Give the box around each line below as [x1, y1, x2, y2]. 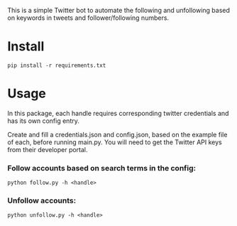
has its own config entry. [7, 117, 79, 125]
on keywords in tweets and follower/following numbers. [7, 14, 169, 22]
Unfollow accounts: [7, 195, 77, 205]
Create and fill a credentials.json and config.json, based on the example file [7, 130, 228, 139]
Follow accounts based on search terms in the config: [7, 163, 197, 173]
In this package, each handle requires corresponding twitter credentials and [7, 109, 229, 117]
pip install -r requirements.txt [7, 62, 106, 69]
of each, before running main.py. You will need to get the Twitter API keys [7, 138, 222, 146]
